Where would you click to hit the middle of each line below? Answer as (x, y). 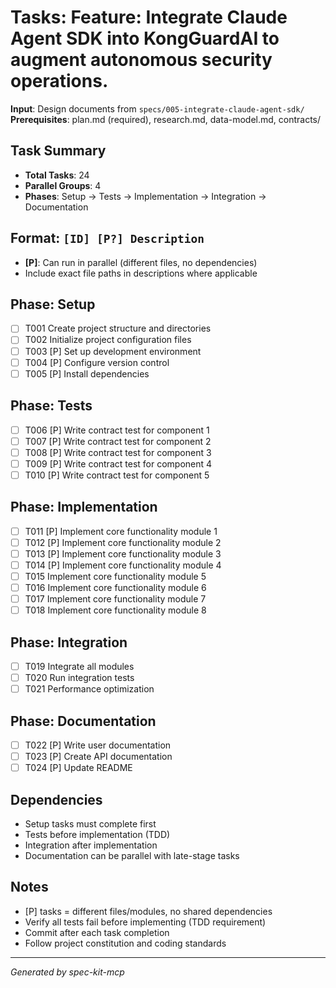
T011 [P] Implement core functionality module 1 (121, 531)
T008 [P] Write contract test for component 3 (118, 452)
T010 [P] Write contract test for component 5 (117, 475)
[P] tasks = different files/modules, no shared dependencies (148, 911)
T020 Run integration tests (79, 677)
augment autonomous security (141, 60)
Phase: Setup (53, 304)
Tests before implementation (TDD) (97, 834)
